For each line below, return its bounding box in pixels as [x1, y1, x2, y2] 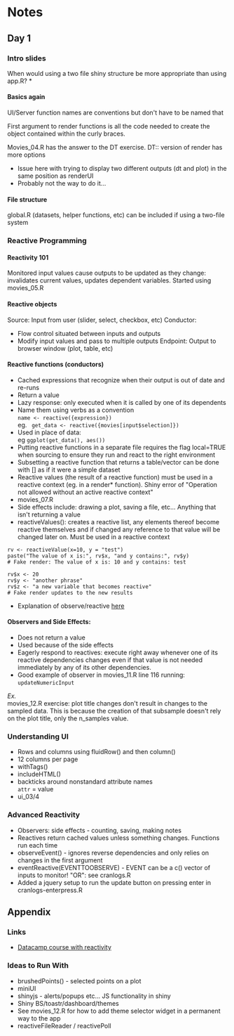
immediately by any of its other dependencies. [17, 663, 152, 672]
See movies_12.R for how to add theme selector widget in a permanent [17, 1006, 221, 1015]
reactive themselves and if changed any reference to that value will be [17, 525, 221, 533]
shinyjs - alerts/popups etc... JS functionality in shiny [17, 992, 172, 1000]
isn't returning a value [17, 510, 81, 519]
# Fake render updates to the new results [7, 589, 133, 596]
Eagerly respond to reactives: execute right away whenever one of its [17, 648, 219, 657]
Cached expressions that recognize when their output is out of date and [17, 375, 226, 384]
